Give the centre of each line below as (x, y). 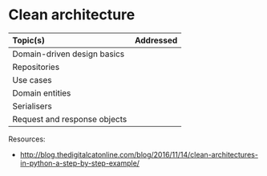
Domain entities (42, 92)
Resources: (27, 139)
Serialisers (32, 106)
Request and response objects (70, 119)
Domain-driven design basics (69, 54)
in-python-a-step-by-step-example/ (80, 163)
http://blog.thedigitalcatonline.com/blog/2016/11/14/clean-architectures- (139, 154)
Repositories (36, 67)
